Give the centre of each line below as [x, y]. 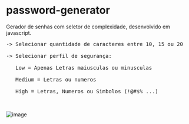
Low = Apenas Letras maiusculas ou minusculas [84, 68]
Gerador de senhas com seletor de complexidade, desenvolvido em [88, 27]
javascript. [19, 32]
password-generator [58, 10]
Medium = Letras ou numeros [56, 79]
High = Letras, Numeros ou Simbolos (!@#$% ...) [87, 91]
